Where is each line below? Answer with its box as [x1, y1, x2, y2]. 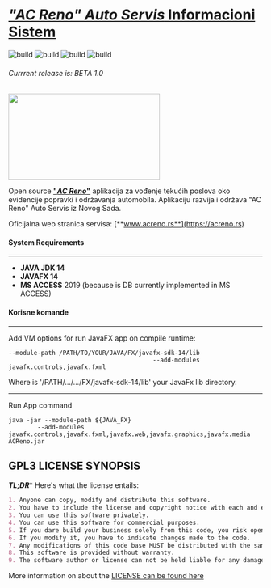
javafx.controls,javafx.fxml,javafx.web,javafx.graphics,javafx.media [8, 430, 251, 438]
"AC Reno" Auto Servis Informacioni [8, 6, 256, 24]
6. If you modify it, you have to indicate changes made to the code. [8, 534, 251, 542]
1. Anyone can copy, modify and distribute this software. [8, 496, 211, 505]
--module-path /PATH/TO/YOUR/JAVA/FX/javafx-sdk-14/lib [8, 349, 200, 357]
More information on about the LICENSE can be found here [8, 571, 204, 581]
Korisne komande [8, 307, 69, 317]
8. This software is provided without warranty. [8, 548, 175, 557]
